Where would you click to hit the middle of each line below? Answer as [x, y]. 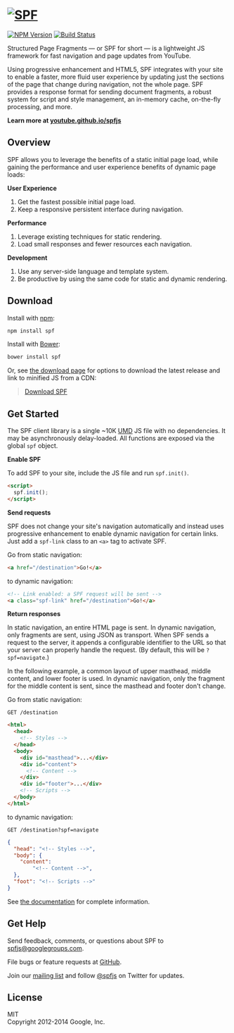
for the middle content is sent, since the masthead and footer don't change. [117, 686]
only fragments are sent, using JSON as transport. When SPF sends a [108, 635]
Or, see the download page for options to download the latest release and [114, 370]
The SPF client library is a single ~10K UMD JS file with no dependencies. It [117, 431]
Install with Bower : [34, 344]
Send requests [29, 512]
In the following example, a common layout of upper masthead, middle [109, 671]
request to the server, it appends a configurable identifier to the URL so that [117, 643]
